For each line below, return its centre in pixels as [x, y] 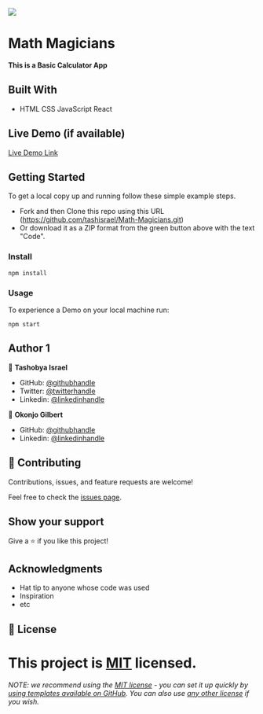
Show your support [56, 522]
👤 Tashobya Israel [38, 367]
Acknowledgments [56, 569]
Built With [33, 90]
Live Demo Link [33, 153]
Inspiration [37, 596]
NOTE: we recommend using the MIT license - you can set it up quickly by [128, 685]
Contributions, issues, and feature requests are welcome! [101, 482]
